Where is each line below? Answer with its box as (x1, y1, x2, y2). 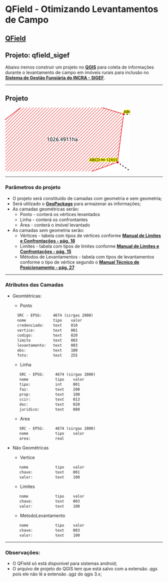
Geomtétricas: (12, 292, 42, 298)
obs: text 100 (17, 347, 78, 353)
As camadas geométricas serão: (12, 206, 79, 212)
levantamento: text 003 (17, 342, 78, 348)
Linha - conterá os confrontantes (19, 216, 88, 222)
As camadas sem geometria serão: (12, 227, 84, 233)
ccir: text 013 (19, 396, 80, 402)
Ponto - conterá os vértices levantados (19, 211, 100, 217)
